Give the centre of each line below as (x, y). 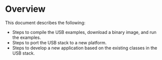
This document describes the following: (45, 23)
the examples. (26, 37)
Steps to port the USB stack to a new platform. (59, 42)
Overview (25, 9)
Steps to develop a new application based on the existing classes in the (85, 48)
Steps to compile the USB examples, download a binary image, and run (84, 32)
